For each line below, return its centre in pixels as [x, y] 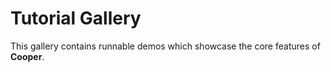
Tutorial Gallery [76, 18]
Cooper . [27, 56]
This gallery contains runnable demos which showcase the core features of [165, 46]
